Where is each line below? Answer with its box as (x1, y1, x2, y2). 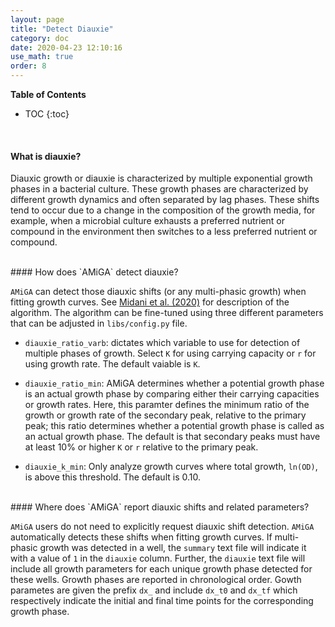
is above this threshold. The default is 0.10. (24, 471, 201, 483)
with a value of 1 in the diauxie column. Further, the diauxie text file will (10, 552, 306, 565)
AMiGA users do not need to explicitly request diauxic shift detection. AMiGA (10, 521, 315, 533)
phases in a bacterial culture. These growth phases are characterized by (10, 183, 309, 195)
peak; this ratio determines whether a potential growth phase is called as (24, 420, 325, 432)
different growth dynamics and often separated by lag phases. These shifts (10, 194, 320, 206)
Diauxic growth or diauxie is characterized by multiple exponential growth (10, 172, 313, 185)
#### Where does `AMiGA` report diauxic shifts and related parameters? (10, 501, 310, 513)
